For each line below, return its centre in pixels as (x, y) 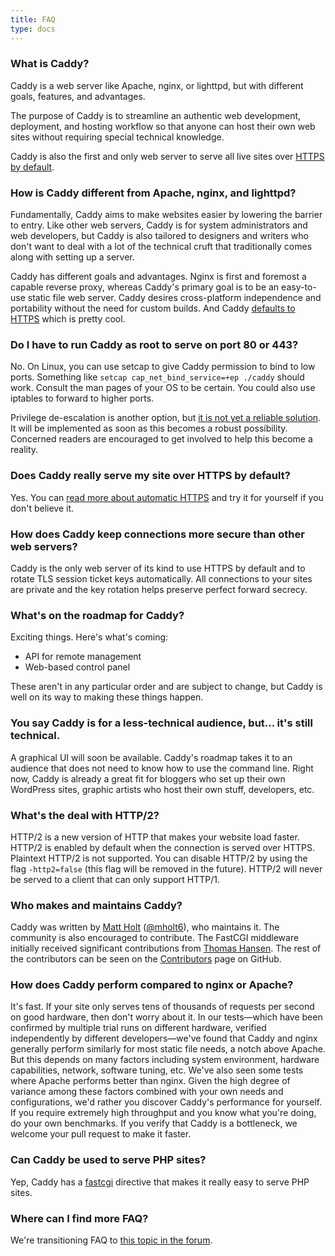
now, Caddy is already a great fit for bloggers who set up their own (148, 778)
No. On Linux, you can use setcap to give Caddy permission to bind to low (163, 367)
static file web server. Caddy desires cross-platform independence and (174, 298)
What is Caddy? (50, 64)
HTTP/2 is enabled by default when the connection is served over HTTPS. (162, 847)
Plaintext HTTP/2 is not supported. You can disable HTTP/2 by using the (159, 858)
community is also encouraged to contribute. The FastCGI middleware (155, 938)
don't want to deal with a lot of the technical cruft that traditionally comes (161, 247)
